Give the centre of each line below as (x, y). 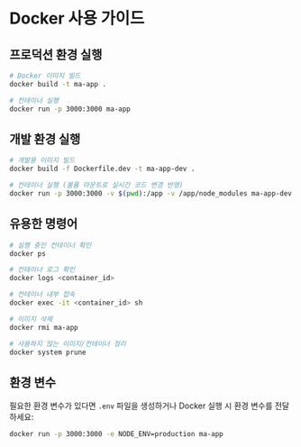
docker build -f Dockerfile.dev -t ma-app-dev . (102, 169)
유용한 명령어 (44, 224)
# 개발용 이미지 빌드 (42, 160)
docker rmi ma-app (44, 327)
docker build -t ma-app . (58, 84)
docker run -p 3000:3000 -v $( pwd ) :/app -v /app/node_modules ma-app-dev (151, 193)
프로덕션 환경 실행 (56, 55)
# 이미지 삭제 (31, 319)
